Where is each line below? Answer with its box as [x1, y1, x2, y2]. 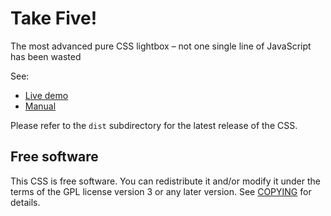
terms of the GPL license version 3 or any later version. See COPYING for [10, 185, 312, 197]
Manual [24, 100, 57, 112]
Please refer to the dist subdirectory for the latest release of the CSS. [10, 119, 298, 131]
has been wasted [10, 50, 82, 62]
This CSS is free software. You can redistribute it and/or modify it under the [10, 175, 321, 187]
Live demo [24, 89, 69, 101]
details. [10, 196, 41, 208]
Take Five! [10, 7, 98, 30]
